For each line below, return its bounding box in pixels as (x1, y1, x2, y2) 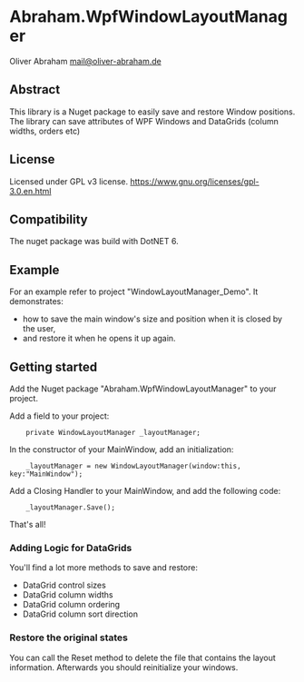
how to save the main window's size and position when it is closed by (22, 313, 283, 324)
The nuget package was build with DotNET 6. (9, 236, 179, 247)
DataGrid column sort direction (22, 608, 139, 619)
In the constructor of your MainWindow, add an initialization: (9, 444, 234, 455)
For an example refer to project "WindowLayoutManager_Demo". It (9, 286, 259, 297)
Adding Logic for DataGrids (9, 541, 132, 554)
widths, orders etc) (9, 125, 81, 136)
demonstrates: (9, 296, 64, 307)
